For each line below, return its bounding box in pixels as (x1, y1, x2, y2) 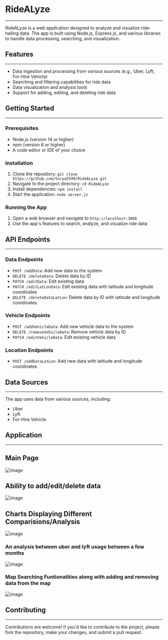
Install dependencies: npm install (12, 186, 82, 192)
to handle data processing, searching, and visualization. (5, 35, 120, 41)
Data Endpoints (5, 256, 43, 263)
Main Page (5, 454, 39, 463)
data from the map (5, 580, 51, 587)
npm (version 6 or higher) (12, 142, 65, 148)
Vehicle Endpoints (5, 312, 50, 319)
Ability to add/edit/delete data (5, 481, 101, 490)
